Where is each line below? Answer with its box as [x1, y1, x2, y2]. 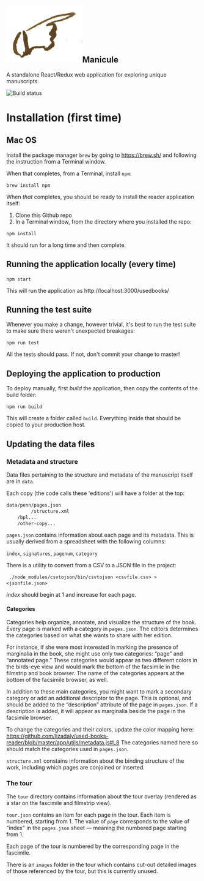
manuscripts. [6, 77, 40, 85]
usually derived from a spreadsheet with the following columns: [6, 537, 166, 545]
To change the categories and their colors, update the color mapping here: [6, 726, 194, 733]
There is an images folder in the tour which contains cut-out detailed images [6, 861, 197, 869]
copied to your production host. [6, 421, 86, 428]
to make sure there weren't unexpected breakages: [6, 327, 136, 335]
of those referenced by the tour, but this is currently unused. [6, 868, 158, 875]
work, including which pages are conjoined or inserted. [6, 764, 145, 771]
